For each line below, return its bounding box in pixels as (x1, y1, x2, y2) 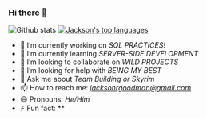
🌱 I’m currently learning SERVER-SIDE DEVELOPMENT (19, 49, 199, 59)
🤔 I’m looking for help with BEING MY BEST (19, 66, 162, 75)
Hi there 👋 (8, 7, 48, 18)
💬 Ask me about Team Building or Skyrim (19, 75, 155, 84)
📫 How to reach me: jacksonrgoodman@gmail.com (19, 83, 192, 93)
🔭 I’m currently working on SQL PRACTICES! (19, 40, 166, 50)
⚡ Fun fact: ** (19, 103, 66, 113)
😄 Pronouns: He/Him (19, 94, 90, 104)
